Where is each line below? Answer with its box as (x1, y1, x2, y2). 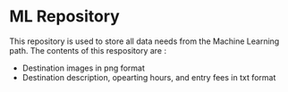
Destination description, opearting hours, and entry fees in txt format (21, 71, 276, 82)
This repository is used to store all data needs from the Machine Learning (9, 36, 280, 46)
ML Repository (9, 6, 121, 27)
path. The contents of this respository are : (9, 45, 167, 55)
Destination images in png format (21, 63, 146, 73)
